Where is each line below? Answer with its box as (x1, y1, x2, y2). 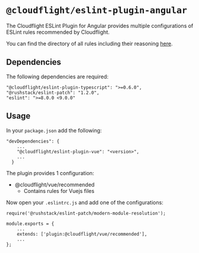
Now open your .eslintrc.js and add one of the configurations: (6, 198, 163, 206)
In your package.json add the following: (6, 126, 102, 134)
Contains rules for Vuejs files (23, 187, 95, 194)
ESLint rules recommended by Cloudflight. (6, 29, 110, 36)
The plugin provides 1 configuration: (6, 169, 94, 176)
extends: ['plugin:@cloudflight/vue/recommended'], (17, 231, 147, 237)
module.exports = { (6, 220, 55, 227)
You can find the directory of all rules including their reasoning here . (6, 40, 173, 47)
